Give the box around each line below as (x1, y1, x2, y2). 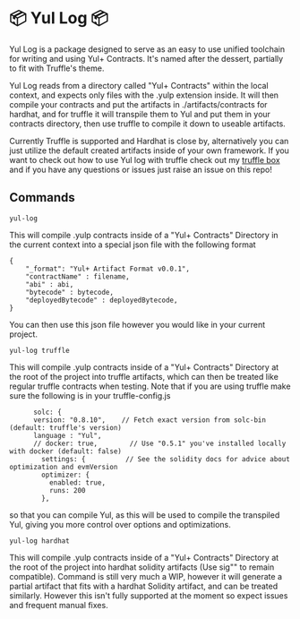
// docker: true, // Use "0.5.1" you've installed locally (32, 439, 287, 448)
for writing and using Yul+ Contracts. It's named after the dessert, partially (9, 53, 284, 64)
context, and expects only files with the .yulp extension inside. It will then (9, 90, 279, 100)
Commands (9, 190, 76, 205)
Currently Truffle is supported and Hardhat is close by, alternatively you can (9, 135, 289, 146)
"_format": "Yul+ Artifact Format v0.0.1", (25, 264, 191, 273)
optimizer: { (41, 470, 90, 479)
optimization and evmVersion (9, 462, 118, 471)
